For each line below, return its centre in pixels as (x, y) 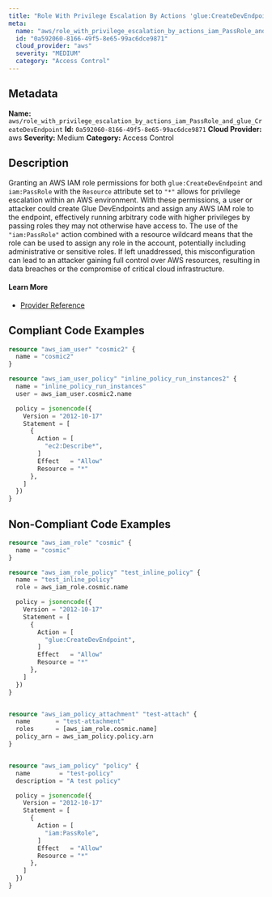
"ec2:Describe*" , (74, 446)
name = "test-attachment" (70, 721)
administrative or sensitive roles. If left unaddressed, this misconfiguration (132, 251)
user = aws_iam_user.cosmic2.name (74, 393)
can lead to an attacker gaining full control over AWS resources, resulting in (134, 260)
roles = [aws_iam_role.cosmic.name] (87, 729)
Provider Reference (52, 305)
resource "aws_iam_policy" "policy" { (74, 766)
